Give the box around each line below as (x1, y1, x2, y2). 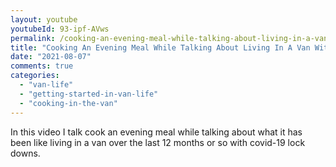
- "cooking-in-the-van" (19, 98, 118, 108)
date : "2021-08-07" (10, 52, 92, 62)
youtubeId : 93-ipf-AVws (10, 24, 110, 34)
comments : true (10, 61, 74, 71)
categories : (10, 71, 60, 81)
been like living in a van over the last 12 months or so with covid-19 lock (10, 136, 306, 148)
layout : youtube (10, 14, 78, 25)
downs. (10, 147, 41, 159)
